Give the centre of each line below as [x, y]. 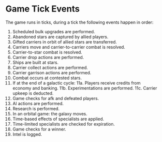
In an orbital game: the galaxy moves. [50, 114]
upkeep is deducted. [33, 93]
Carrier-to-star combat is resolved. [47, 52]
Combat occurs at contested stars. [47, 78]
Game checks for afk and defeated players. [56, 98]
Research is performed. [36, 108]
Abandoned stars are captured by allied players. [60, 37]
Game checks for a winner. [39, 129]
